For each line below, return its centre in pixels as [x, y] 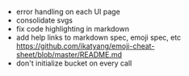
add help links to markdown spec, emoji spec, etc [99, 37]
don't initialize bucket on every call [74, 63]
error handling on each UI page [68, 12]
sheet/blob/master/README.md [69, 55]
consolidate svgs [44, 20]
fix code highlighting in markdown [72, 29]
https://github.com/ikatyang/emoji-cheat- [85, 46]
